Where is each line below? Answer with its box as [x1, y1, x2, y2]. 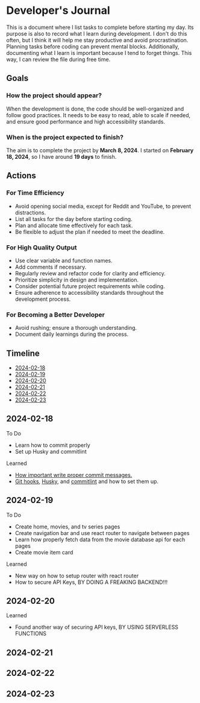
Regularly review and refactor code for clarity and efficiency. [14, 269, 166, 277]
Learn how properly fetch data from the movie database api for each [14, 536, 186, 543]
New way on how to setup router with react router [14, 572, 139, 579]
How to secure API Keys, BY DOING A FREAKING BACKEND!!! [14, 578, 168, 586]
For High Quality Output [6, 243, 77, 251]
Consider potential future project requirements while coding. [14, 282, 165, 290]
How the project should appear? [6, 91, 102, 100]
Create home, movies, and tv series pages [14, 523, 120, 530]
